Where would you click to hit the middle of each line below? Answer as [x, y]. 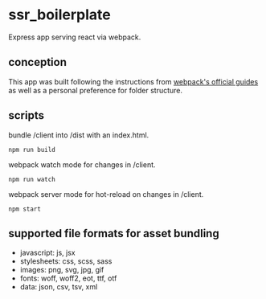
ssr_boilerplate [59, 15]
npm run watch [32, 179]
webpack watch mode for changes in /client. [82, 164]
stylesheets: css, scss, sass [66, 261]
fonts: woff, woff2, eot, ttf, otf [68, 278]
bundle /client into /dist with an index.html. [79, 135]
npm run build [32, 149]
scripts [26, 115]
